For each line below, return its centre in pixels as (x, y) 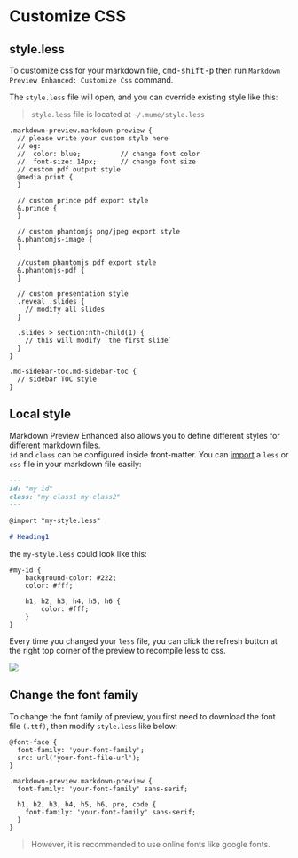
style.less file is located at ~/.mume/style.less (118, 114)
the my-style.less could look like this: (78, 554)
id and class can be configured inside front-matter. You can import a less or (149, 454)
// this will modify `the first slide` (99, 340)
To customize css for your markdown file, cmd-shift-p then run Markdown (145, 70)
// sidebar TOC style (57, 379)
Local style (40, 414)
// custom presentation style (73, 294)
